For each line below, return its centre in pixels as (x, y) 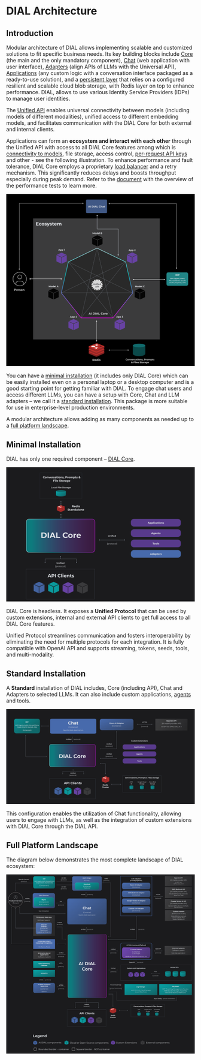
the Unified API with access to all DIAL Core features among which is (91, 147)
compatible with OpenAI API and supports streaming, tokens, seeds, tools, (98, 648)
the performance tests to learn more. (52, 185)
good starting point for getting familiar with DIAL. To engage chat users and (99, 389)
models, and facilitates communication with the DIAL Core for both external (99, 123)
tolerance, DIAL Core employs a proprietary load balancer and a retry (92, 166)
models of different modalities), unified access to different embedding (92, 116)
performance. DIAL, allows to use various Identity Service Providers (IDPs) (98, 92)
